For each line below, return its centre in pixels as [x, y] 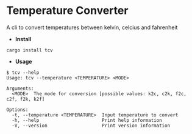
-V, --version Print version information [91, 126]
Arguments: [20, 89]
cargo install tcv [30, 50]
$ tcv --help [23, 72]
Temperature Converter [67, 11]
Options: [17, 110]
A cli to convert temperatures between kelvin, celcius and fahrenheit [92, 27]
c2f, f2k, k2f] [26, 99]
